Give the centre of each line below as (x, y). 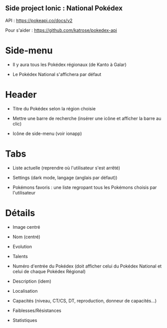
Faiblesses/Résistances (37, 310)
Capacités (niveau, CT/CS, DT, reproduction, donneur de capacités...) (85, 301)
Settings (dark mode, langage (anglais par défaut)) (65, 177)
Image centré (26, 227)
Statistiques (25, 320)
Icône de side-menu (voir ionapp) (47, 134)
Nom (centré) (26, 237)
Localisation (25, 291)
